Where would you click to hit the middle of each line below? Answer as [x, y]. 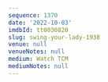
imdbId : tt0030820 [38, 30]
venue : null [28, 45]
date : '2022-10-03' [40, 23]
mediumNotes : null [38, 66]
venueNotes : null [37, 52]
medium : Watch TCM [38, 59]
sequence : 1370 [33, 15]
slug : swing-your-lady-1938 [54, 37]
